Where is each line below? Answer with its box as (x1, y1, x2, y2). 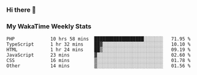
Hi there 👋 (6, 6, 37, 14)
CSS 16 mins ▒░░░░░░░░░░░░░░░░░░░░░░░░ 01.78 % (6, 58, 191, 64)
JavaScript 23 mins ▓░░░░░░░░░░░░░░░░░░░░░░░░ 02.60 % (6, 52, 191, 58)
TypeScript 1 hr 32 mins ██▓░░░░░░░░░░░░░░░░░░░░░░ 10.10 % (6, 41, 191, 48)
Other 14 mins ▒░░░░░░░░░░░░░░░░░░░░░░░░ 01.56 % (6, 63, 191, 69)
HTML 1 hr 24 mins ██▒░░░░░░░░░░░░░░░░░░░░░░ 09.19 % (6, 47, 191, 53)
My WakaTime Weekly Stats (6, 22, 92, 30)
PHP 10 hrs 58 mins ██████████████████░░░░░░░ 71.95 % (6, 36, 191, 42)
